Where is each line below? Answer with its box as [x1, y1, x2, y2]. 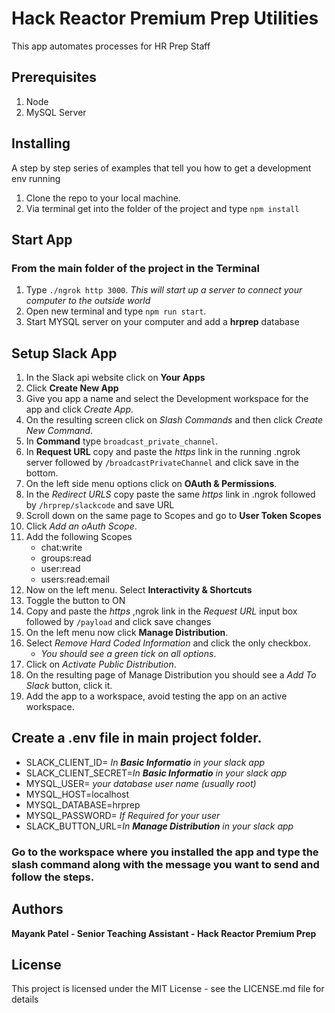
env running [11, 172, 61, 184]
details [11, 993, 39, 1006]
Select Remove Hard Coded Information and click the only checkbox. [25, 637, 311, 649]
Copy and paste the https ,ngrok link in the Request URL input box [25, 605, 298, 617]
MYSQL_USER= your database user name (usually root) [25, 777, 257, 789]
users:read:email [40, 573, 110, 586]
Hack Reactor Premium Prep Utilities [11, 7, 319, 30]
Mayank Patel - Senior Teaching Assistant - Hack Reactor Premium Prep [11, 927, 317, 939]
